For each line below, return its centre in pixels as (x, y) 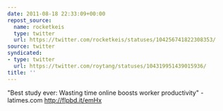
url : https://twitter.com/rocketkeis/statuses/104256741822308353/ (115, 40)
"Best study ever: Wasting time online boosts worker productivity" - (106, 93)
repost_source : (30, 20)
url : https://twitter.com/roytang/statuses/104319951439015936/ (110, 66)
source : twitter (31, 46)
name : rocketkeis (39, 27)
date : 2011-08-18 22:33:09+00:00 (56, 14)
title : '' (22, 72)
